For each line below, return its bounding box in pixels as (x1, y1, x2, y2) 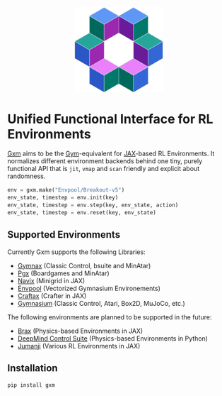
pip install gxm (7, 382, 55, 389)
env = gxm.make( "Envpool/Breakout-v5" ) (7, 187, 125, 194)
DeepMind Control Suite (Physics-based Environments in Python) (17, 334, 209, 343)
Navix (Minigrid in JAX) (17, 276, 86, 285)
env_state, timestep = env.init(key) (7, 194, 119, 202)
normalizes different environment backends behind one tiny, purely (7, 157, 203, 165)
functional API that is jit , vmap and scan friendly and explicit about (7, 165, 200, 173)
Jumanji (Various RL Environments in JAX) (17, 341, 141, 350)
